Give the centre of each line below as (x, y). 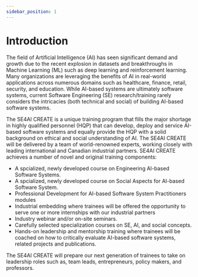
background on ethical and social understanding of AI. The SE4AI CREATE (96, 138)
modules (25, 199)
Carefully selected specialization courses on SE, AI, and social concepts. (103, 225)
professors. (20, 268)
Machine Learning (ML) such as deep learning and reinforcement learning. (97, 70)
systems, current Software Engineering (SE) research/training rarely (89, 95)
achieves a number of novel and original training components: (82, 157)
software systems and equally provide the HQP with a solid (95, 131)
